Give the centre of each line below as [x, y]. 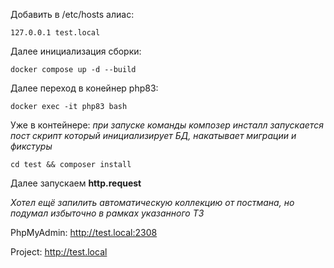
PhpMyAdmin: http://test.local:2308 [84, 232]
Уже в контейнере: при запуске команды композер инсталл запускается [167, 125]
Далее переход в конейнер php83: [84, 88]
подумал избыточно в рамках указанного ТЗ [107, 213]
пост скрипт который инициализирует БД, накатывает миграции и [153, 135]
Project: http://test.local [59, 252]
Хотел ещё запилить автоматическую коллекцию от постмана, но [152, 202]
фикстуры [31, 146]
